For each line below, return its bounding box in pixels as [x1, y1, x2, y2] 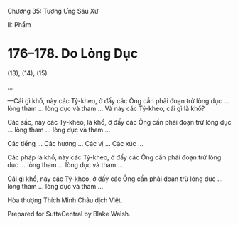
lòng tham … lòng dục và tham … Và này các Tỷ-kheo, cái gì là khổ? [7, 104, 205, 112]
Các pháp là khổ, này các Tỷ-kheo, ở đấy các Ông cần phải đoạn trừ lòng [7, 153, 222, 162]
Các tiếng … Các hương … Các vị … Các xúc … [7, 139, 144, 147]
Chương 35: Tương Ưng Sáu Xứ [7, 7, 99, 15]
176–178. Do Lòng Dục [7, 46, 139, 62]
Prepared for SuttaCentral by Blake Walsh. [7, 209, 131, 218]
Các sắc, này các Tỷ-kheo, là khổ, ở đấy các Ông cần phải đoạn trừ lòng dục [7, 117, 232, 126]
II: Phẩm [7, 21, 31, 28]
